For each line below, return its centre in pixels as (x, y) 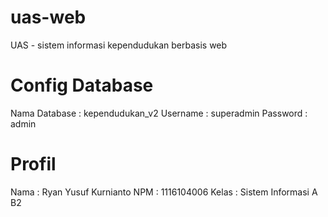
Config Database (82, 85)
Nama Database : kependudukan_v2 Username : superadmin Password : (159, 113)
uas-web (48, 17)
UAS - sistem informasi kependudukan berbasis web (119, 45)
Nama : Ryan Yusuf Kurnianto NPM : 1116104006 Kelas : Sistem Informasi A (164, 192)
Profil (33, 164)
